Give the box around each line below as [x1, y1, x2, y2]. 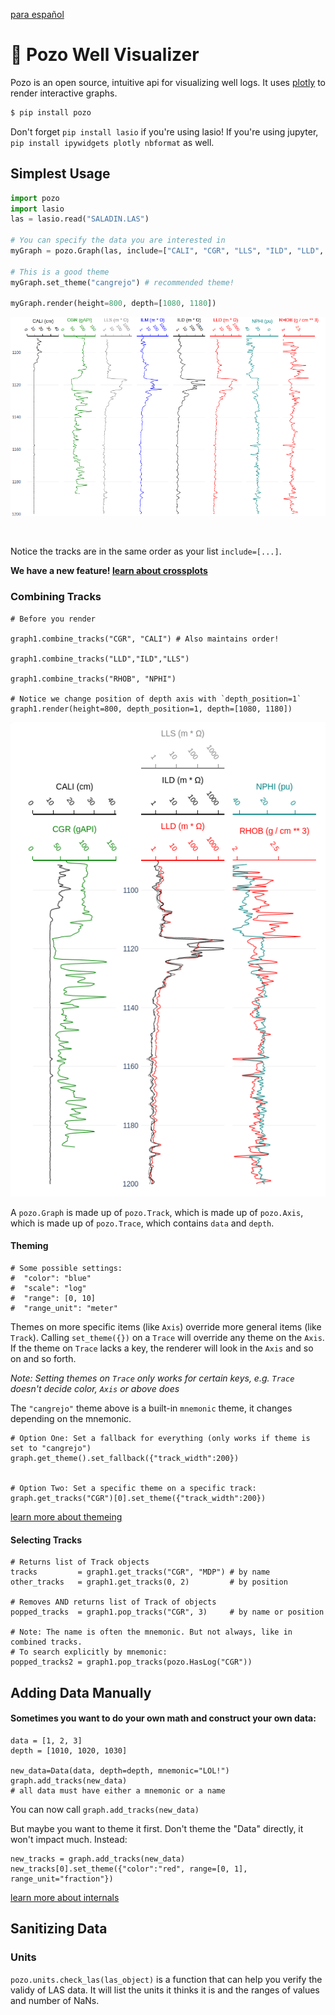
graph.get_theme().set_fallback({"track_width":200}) [10, 1454, 240, 1464]
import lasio [10, 204, 65, 214]
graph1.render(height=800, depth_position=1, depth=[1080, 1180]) [10, 704, 293, 714]
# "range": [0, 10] [10, 1294, 97, 1304]
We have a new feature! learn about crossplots [10, 565, 208, 577]
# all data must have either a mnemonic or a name [10, 1785, 226, 1796]
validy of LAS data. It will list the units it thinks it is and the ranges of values [10, 1984, 320, 1996]
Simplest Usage [10, 165, 111, 183]
